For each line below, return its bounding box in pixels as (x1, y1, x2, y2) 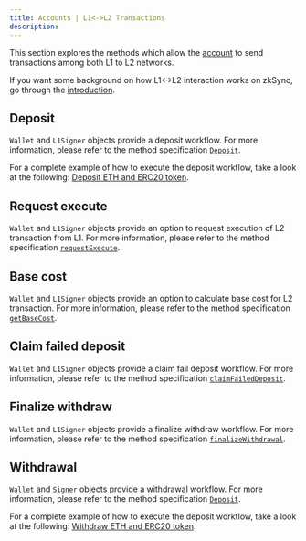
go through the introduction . (9, 84, 116, 95)
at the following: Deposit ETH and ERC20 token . (9, 172, 189, 183)
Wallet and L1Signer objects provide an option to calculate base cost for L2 (9, 292, 293, 303)
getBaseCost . (9, 312, 58, 323)
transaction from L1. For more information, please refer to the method (9, 232, 269, 243)
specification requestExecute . (9, 242, 121, 253)
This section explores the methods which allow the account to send (9, 47, 264, 58)
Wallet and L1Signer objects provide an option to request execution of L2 (9, 223, 285, 234)
